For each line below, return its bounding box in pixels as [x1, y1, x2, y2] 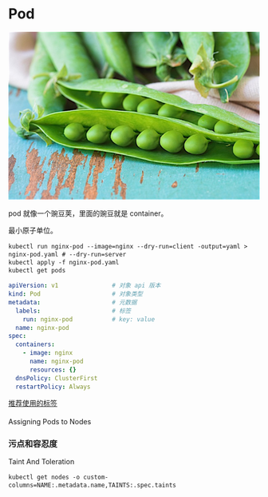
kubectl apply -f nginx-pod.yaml [8, 259, 120, 267]
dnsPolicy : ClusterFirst [15, 374, 98, 382]
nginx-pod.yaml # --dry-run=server [8, 251, 127, 259]
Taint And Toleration [8, 457, 75, 467]
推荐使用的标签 [8, 398, 57, 408]
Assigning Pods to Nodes [8, 417, 92, 427]
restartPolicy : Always [15, 383, 91, 391]
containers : [15, 340, 56, 348]
